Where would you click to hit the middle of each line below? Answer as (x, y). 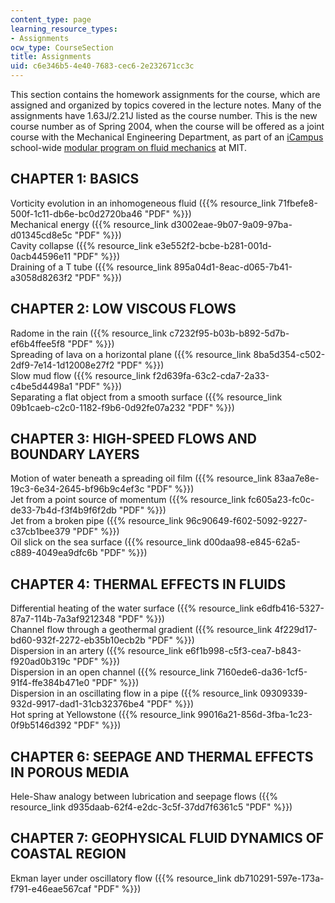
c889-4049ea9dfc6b (54, 553)
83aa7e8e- (296, 478)
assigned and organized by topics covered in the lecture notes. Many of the (166, 105)
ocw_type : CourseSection (62, 47)
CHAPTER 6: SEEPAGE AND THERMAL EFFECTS (162, 756)
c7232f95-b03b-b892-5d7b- (229, 333)
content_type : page (51, 19)
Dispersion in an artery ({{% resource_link (96, 651)
